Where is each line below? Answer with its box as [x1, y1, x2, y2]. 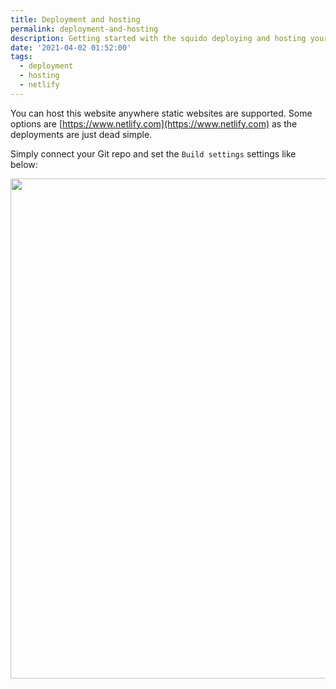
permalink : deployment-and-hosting [10, 24, 159, 34]
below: [10, 158, 38, 170]
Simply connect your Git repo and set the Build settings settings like [10, 147, 297, 160]
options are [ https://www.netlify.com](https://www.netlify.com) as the [10, 117, 298, 130]
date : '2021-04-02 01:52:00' [10, 42, 132, 53]
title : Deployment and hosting [10, 14, 141, 25]
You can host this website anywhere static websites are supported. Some [10, 107, 313, 119]
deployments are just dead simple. [10, 128, 153, 140]
